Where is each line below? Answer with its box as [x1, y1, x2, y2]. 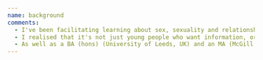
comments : [7, 19, 40, 26]
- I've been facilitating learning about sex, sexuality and [14, 26, 219, 34]
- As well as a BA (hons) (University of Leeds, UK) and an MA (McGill [14, 41, 254, 48]
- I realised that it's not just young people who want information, [14, 33, 247, 41]
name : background [7, 11, 64, 19]
